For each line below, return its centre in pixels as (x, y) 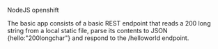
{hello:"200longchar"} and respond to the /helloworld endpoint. (98, 38)
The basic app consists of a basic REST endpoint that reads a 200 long (109, 23)
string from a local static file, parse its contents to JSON (87, 31)
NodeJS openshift (33, 10)
